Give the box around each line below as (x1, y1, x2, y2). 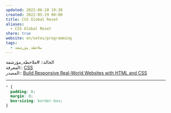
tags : (6, 41, 17, 46)
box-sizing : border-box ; (10, 98, 63, 104)
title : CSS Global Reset (6, 17, 58, 22)
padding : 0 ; (10, 89, 36, 94)
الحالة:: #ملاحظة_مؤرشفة (6, 59, 54, 65)
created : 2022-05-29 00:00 (6, 12, 63, 17)
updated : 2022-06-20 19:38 (6, 7, 63, 13)
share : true (6, 31, 31, 36)
